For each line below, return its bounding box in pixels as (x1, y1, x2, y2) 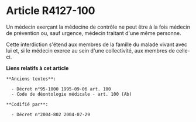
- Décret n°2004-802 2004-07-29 (11, 111, 91, 117)
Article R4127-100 (6, 4, 95, 18)
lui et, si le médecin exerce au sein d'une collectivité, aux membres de (6, 47, 176, 54)
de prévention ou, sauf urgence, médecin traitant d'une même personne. (6, 29, 181, 36)
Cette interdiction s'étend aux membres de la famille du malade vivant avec (6, 41, 187, 48)
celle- (176, 47, 190, 54)
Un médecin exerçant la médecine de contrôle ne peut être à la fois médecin (6, 23, 190, 30)
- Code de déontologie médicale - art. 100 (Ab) (11, 91, 132, 97)
